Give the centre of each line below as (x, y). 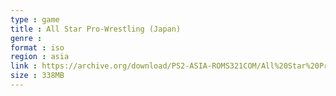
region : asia (40, 57)
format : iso (37, 47)
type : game (35, 19)
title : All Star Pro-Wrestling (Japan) (96, 29)
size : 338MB (37, 76)
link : (24, 66)
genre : (26, 38)
